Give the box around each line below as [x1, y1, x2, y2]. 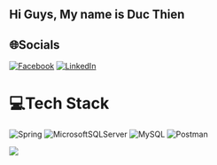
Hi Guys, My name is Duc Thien [9, 7, 185, 22]
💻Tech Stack [9, 93, 110, 114]
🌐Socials [9, 37, 60, 52]
